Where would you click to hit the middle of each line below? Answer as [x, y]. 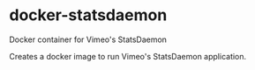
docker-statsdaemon [88, 15]
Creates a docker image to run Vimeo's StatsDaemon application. [128, 56]
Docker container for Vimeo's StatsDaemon [88, 39]
